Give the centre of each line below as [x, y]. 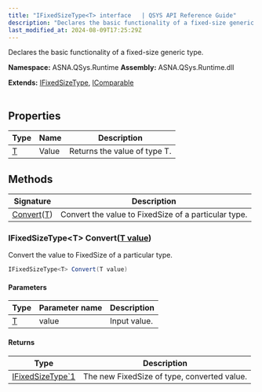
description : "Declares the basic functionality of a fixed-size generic [131, 23]
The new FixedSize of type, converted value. [165, 376]
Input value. [131, 321]
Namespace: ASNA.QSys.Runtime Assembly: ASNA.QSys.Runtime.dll [121, 68]
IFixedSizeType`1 [44, 376]
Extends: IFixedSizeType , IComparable [71, 82]
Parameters [27, 287]
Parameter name [71, 308]
